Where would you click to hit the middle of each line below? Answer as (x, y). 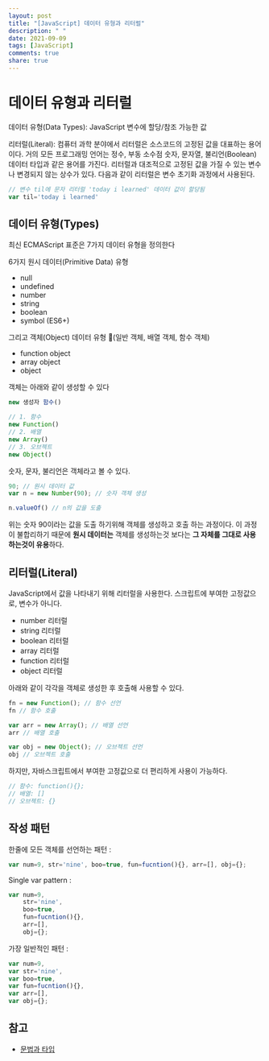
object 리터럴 (41, 671)
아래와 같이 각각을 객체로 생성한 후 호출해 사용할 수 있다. (96, 687)
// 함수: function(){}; (46, 786)
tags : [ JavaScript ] (41, 46)
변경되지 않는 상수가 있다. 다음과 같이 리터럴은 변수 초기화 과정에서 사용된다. (136, 174)
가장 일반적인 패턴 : (38, 948)
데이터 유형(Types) (54, 223)
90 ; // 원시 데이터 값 (41, 486)
